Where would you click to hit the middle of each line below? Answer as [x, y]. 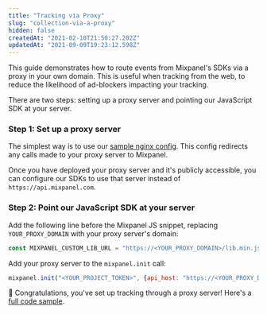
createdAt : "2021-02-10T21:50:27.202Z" [74, 38]
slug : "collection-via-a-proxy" [62, 23]
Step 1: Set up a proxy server [65, 130]
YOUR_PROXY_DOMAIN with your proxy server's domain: [93, 233]
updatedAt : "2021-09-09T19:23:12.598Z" [74, 45]
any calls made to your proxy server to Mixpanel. [88, 155]
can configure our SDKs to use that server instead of [95, 179]
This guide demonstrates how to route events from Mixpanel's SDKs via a [128, 68]
